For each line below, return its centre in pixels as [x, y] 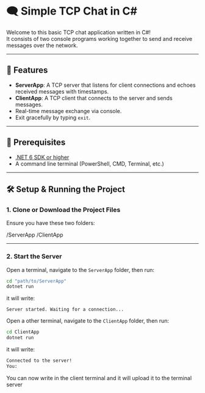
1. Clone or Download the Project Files [63, 210]
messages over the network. [42, 45]
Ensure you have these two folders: [51, 223]
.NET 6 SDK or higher [42, 157]
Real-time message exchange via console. [68, 111]
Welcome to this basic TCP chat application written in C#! [79, 32]
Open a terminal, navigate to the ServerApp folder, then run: [80, 270]
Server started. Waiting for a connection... [65, 310]
